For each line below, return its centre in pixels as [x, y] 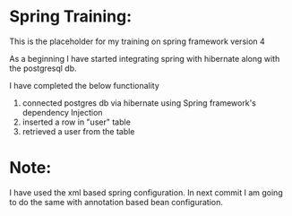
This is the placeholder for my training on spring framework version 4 [137, 41]
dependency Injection [62, 112]
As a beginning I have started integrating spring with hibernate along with [145, 58]
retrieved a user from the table [78, 131]
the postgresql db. [43, 68]
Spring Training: [71, 17]
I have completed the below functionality [84, 85]
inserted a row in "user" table [77, 122]
